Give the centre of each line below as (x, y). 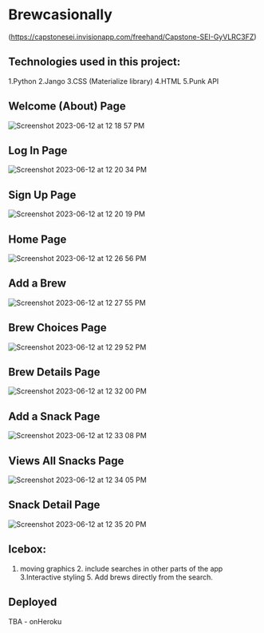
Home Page (37, 239)
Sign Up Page (42, 194)
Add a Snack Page (54, 416)
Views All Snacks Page (66, 461)
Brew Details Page (55, 372)
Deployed (33, 602)
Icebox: (27, 550)
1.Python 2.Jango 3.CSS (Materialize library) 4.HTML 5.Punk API (114, 81)
